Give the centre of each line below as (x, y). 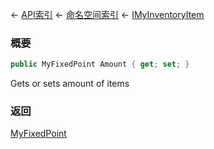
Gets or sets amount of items (70, 84)
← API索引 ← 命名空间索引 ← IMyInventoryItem (107, 14)
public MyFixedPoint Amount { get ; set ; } (100, 64)
